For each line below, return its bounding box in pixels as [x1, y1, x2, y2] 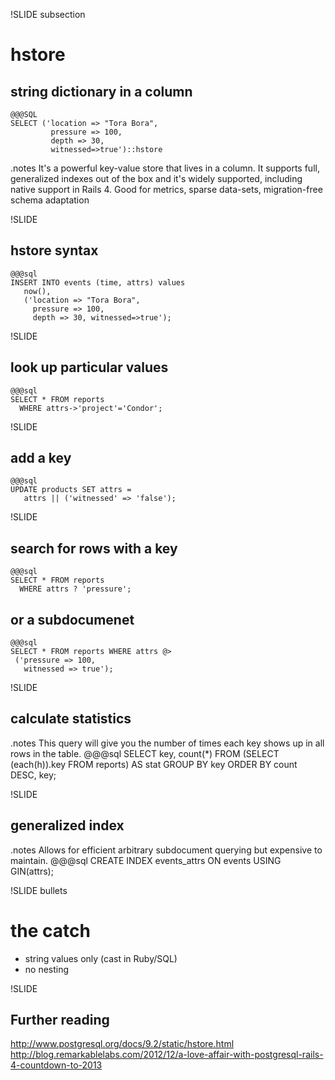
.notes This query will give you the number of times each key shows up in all [10, 737, 325, 749]
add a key [10, 450, 72, 467]
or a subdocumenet [10, 611, 135, 628]
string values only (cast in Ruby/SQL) [24, 952, 178, 964]
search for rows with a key [10, 540, 178, 557]
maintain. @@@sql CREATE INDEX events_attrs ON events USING [10, 854, 282, 866]
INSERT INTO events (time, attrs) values [10, 277, 186, 288]
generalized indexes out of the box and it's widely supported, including [10, 173, 303, 184]
